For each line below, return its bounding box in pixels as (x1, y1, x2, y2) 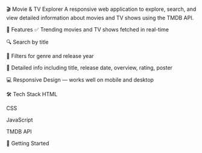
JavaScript (6, 116, 33, 123)
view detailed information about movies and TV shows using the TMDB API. (6, 15, 194, 21)
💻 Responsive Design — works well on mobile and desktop (6, 76, 154, 83)
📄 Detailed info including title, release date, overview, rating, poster (6, 64, 173, 71)
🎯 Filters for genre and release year (6, 53, 95, 59)
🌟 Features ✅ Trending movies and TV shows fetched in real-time (6, 26, 169, 33)
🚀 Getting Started (6, 140, 49, 147)
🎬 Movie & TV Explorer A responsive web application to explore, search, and (6, 5, 197, 13)
